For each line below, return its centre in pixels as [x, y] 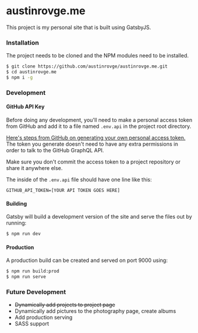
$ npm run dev [24, 234]
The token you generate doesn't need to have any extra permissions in [92, 144]
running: [16, 223]
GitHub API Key [25, 107]
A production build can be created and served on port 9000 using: [87, 260]
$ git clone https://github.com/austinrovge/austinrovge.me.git [87, 66]
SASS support [32, 324]
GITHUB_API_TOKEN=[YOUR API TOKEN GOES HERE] [63, 190]
